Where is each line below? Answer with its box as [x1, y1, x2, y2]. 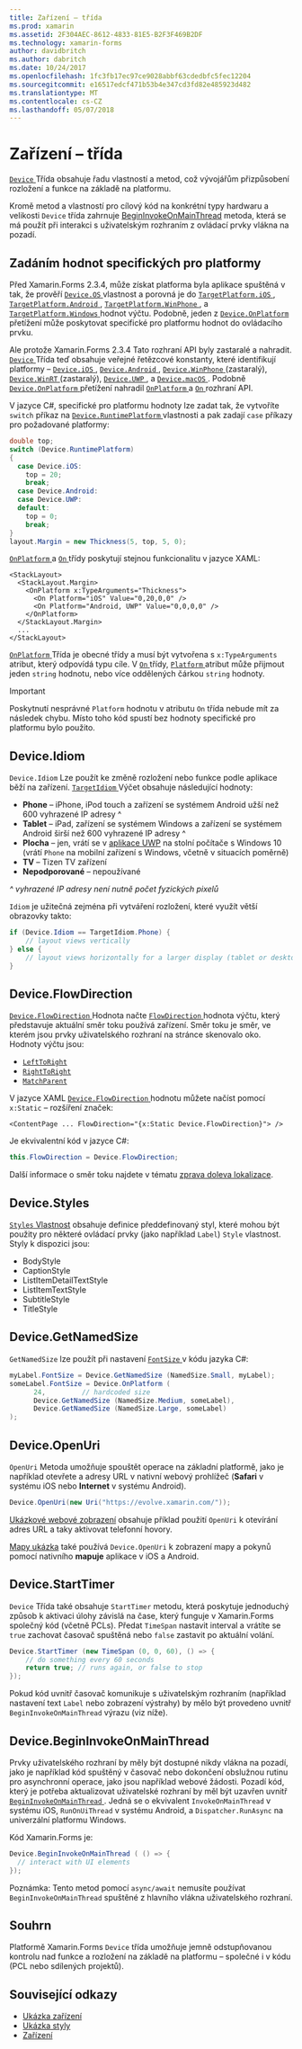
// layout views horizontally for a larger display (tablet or [25, 953, 268, 962]
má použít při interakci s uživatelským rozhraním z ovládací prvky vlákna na [9, 219, 289, 230]
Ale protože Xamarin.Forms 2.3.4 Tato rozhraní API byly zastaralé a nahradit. [9, 344, 292, 355]
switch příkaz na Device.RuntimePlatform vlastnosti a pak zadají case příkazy [9, 410, 293, 420]
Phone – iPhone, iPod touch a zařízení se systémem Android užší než [22, 800, 280, 810]
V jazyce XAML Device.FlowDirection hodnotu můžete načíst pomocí [9, 1093, 266, 1104]
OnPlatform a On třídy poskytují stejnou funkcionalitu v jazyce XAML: [9, 553, 261, 564]
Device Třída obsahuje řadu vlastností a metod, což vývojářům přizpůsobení [9, 174, 289, 184]
